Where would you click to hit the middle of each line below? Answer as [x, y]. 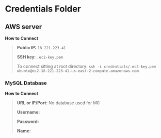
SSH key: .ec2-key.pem [40, 57]
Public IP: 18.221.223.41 [41, 48]
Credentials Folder [43, 9]
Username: [28, 112]
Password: [28, 122]
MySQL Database [26, 83]
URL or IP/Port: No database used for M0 [58, 103]
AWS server [24, 27]
